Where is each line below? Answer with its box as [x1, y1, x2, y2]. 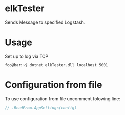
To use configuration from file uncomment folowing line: [5, 95, 121, 102]
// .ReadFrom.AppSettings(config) [5, 105, 77, 110]
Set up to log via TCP [5, 53, 49, 59]
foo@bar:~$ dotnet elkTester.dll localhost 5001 [5, 62, 108, 67]
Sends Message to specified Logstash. [5, 19, 85, 25]
